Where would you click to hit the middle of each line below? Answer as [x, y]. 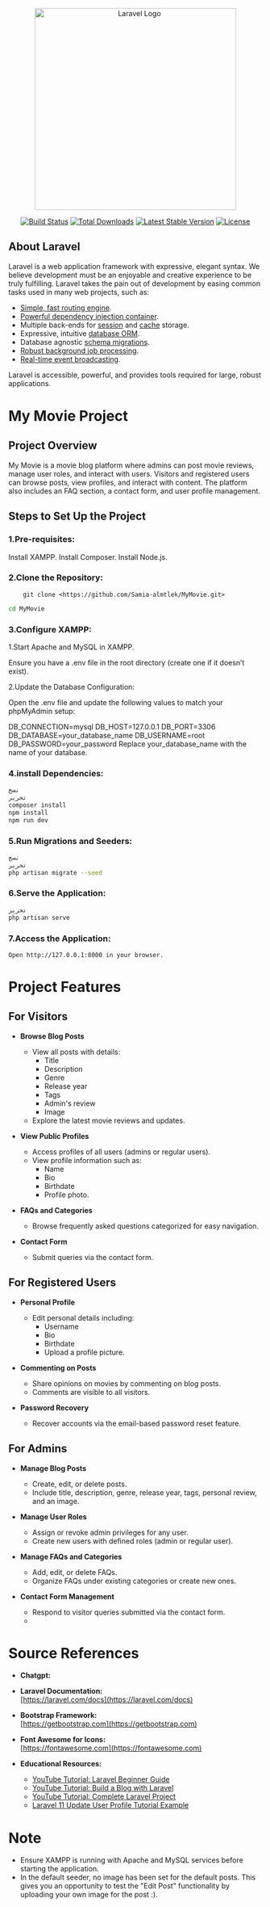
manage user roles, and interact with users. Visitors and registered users [129, 473]
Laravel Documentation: [61, 1691]
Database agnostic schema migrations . [85, 342]
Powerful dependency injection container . [89, 316]
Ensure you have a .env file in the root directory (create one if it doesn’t [127, 662]
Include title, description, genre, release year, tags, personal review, [144, 1492]
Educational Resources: [61, 1764]
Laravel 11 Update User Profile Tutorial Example [110, 1805]
